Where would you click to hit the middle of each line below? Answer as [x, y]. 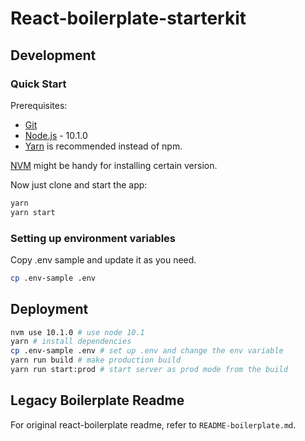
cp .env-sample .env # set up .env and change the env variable [147, 351]
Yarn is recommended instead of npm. [103, 146]
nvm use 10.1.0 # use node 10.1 [77, 332]
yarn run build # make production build [96, 360]
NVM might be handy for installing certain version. [114, 165]
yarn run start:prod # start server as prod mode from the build [149, 370]
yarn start [33, 212]
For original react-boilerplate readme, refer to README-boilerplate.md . [153, 424]
